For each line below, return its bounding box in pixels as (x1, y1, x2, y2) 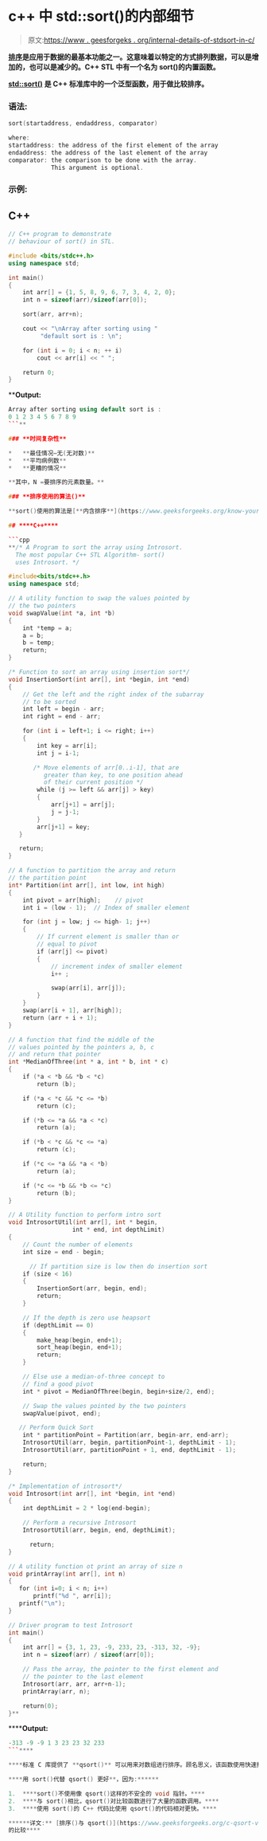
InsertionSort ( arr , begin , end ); (37, 1284, 148, 1292)
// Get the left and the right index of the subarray (22, 690, 204, 698)
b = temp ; (22, 639, 56, 647)
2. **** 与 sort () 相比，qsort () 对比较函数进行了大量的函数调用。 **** (8, 1797, 220, 1805)
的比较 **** (8, 1827, 41, 1835)
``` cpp (8, 536, 30, 544)
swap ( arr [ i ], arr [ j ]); (50, 984, 126, 993)
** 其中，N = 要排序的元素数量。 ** (8, 478, 105, 486)
